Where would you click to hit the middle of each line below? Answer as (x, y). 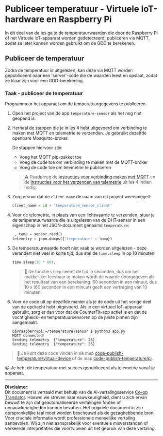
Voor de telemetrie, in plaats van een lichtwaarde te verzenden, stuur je (83, 215)
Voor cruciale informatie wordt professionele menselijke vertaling (70, 418)
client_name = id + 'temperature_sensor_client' (62, 206)
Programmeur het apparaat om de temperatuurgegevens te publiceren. (76, 104)
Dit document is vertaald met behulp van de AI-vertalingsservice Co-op (76, 392)
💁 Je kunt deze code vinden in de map (55, 353)
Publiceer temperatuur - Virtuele (72, 9)
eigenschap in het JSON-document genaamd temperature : (71, 225)
